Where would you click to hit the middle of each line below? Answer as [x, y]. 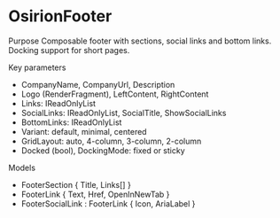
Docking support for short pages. [69, 50]
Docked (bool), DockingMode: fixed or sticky [103, 150]
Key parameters [37, 67]
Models [22, 167]
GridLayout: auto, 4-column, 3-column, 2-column [111, 141]
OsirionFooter [60, 16]
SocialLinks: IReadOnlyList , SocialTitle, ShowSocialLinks [124, 113]
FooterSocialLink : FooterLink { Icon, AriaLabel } [108, 203]
